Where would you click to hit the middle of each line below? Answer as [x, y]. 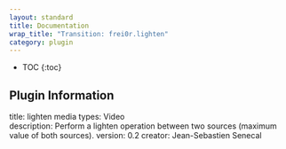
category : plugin [41, 42]
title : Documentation [49, 26]
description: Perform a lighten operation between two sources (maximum [143, 126]
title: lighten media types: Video [67, 117]
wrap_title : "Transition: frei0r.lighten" [89, 34]
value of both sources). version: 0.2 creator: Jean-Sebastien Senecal [135, 136]
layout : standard [41, 17]
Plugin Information [62, 95]
